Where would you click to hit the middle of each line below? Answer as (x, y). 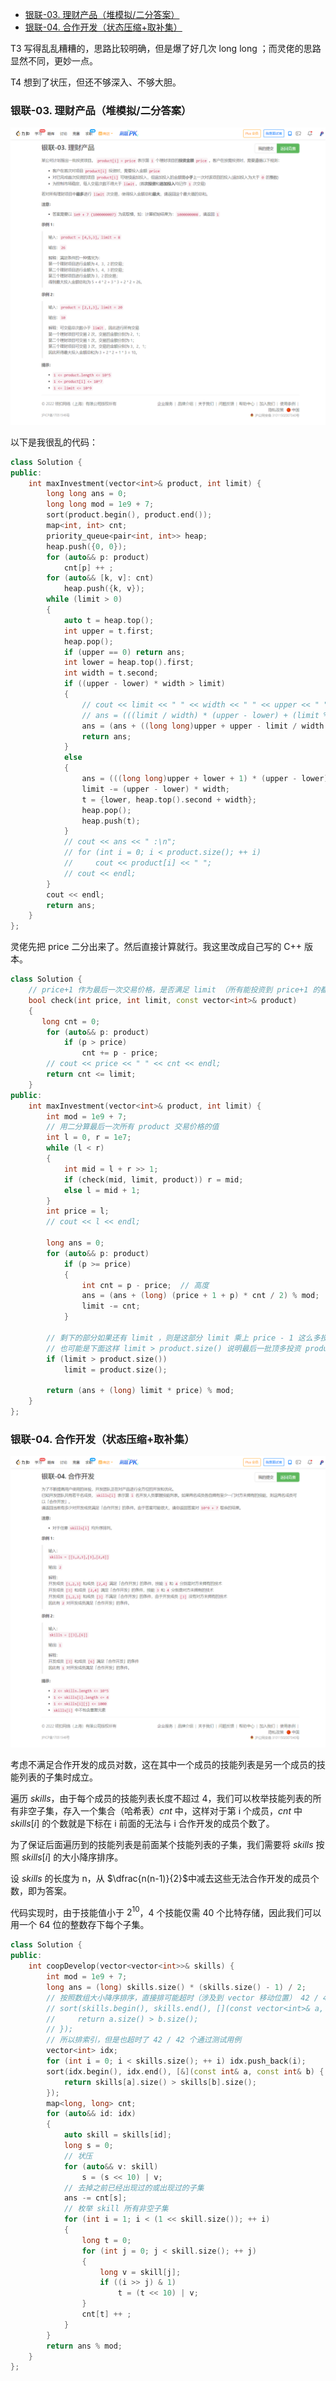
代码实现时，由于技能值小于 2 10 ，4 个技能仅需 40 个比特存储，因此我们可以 (166, 1911)
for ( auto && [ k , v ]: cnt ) (100, 578)
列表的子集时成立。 (58, 1777)
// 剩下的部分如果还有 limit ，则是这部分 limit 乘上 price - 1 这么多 (183, 1338)
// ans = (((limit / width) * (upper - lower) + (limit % (205, 715)
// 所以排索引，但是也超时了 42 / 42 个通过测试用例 (144, 2040)
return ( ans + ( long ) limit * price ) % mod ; (140, 1391)
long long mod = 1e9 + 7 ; (100, 504)
